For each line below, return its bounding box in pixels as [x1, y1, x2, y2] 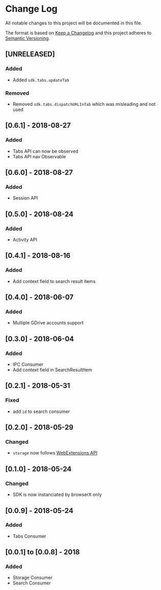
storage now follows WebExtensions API [12, 450, 98, 456]
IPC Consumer [12, 361, 43, 368]
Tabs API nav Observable [12, 153, 66, 159]
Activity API [12, 236, 37, 242]
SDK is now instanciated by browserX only [12, 492, 102, 498]
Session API [12, 195, 38, 201]
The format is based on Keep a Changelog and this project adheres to [5, 30, 152, 36]
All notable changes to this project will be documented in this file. [5, 20, 143, 26]
